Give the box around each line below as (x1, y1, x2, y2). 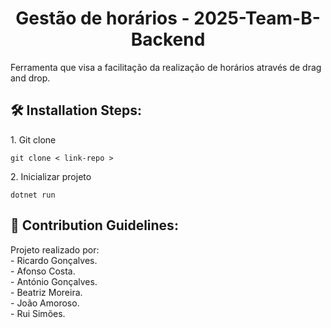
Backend (130, 28, 206, 51)
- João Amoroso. (10, 297, 80, 309)
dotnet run (10, 190, 56, 200)
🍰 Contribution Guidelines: (10, 217, 179, 234)
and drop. (10, 72, 51, 84)
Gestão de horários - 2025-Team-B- (15, 7, 321, 30)
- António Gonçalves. (10, 275, 98, 287)
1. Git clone (10, 133, 57, 146)
